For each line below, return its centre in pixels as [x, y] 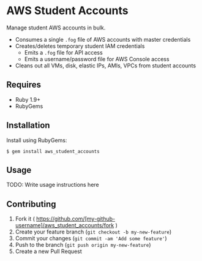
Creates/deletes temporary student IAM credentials [80, 46]
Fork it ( [25, 219]
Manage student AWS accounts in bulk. [56, 28]
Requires [24, 85]
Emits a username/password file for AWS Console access [97, 59]
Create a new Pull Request [49, 251]
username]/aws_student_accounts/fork [65, 225]
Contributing [31, 204]
